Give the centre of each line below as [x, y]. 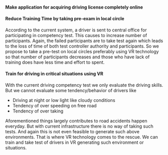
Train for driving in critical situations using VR [54, 74]
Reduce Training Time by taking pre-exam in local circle [65, 19]
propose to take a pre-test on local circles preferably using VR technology [82, 51]
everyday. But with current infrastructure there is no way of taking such [79, 126]
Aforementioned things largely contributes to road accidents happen [76, 121]
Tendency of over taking [38, 111]
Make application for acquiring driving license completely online [74, 7]
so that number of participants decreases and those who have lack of [77, 57]
